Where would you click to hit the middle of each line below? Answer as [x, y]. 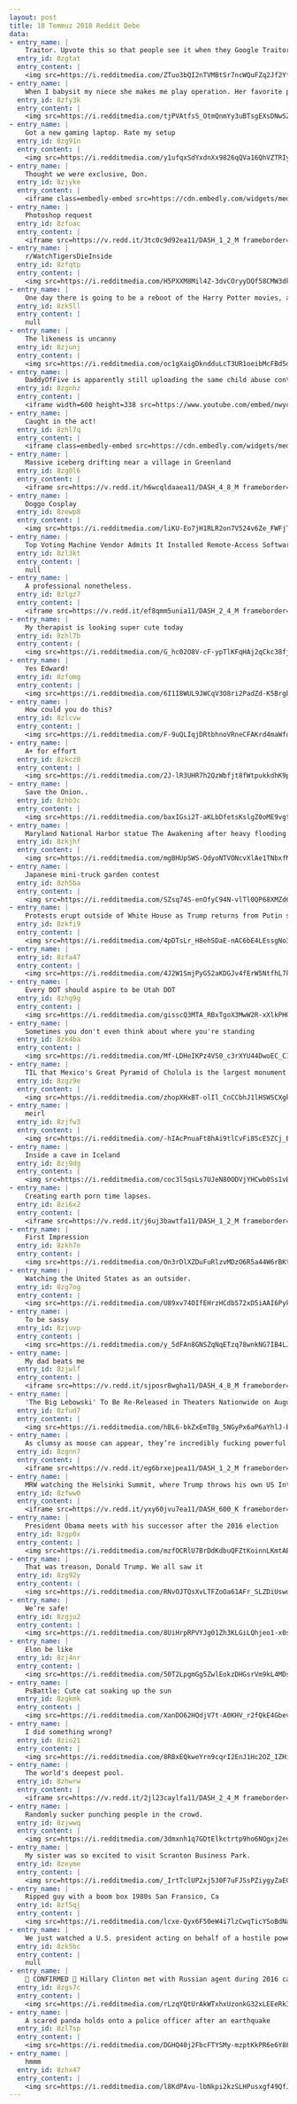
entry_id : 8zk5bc [49, 1946]
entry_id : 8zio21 [49, 1740]
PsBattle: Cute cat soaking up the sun [99, 1691]
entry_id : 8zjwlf [49, 1369]
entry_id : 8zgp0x [49, 1534]
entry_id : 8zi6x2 [49, 1204]
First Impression [57, 1238]
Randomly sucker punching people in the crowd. [114, 1814]
